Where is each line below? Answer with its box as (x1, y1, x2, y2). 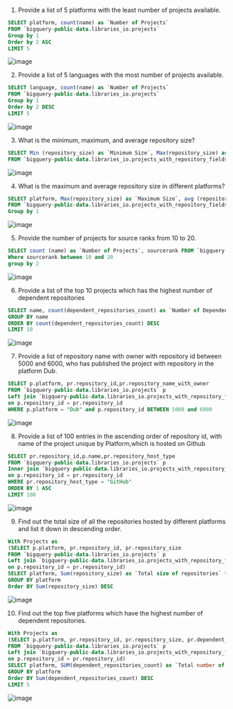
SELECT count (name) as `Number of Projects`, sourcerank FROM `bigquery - (8, 247, 228, 255)
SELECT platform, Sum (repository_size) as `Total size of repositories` (8, 571, 222, 577)
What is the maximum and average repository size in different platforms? (17, 181, 225, 190)
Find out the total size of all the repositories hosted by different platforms (17, 517, 226, 526)
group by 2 (8, 260, 39, 267)
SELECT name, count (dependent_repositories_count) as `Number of (8, 307, 200, 314)
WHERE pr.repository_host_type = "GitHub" (8, 478, 132, 485)
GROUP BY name (8, 313, 49, 321)
